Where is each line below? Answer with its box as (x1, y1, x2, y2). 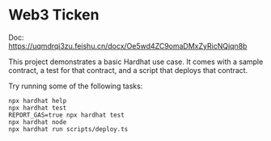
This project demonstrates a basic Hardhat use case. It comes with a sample (8, 57, 264, 66)
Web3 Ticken (8, 6, 100, 24)
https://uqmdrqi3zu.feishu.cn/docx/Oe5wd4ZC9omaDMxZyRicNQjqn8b (8, 41, 248, 50)
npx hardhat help (8, 96, 67, 105)
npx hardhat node (8, 117, 67, 126)
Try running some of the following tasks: (8, 81, 143, 91)
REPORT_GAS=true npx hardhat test (8, 111, 125, 119)
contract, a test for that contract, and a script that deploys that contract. (8, 65, 248, 75)
